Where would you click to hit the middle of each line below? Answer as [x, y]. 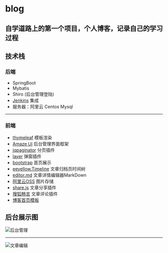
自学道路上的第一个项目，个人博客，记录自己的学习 [84, 28]
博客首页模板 [25, 200]
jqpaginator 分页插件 [33, 150]
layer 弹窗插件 [27, 156]
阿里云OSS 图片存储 [33, 181]
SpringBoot [24, 83]
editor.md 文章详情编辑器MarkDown [49, 175]
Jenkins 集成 [25, 100]
